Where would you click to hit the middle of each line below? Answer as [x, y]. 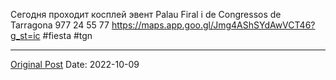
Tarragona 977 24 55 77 [60, 25]
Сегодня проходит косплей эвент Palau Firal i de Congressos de [146, 14]
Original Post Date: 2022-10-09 [75, 64]
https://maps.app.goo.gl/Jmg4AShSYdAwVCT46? [213, 25]
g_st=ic [25, 35]
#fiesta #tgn [67, 35]
